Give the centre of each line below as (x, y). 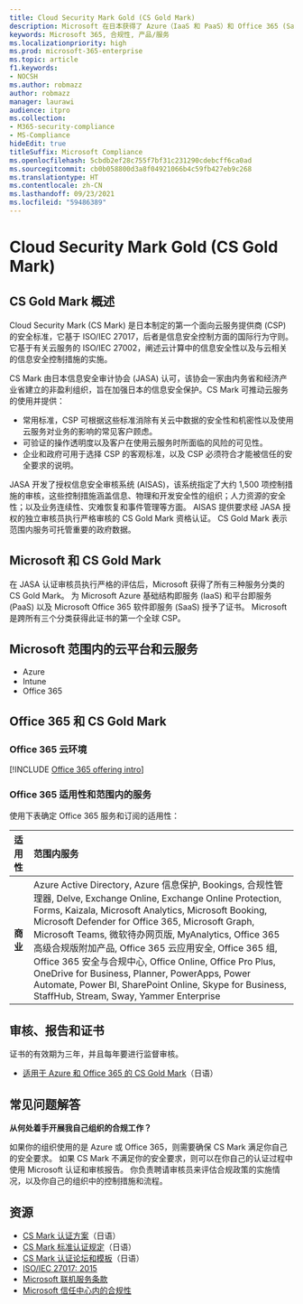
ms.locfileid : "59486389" (58, 203)
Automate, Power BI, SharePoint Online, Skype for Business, (160, 985)
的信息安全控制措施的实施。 (61, 359)
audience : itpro (40, 110)
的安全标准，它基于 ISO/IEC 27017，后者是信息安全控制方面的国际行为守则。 (151, 336)
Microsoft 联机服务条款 (65, 1279)
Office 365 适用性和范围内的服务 (80, 795)
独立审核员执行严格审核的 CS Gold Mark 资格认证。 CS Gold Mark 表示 (156, 518)
